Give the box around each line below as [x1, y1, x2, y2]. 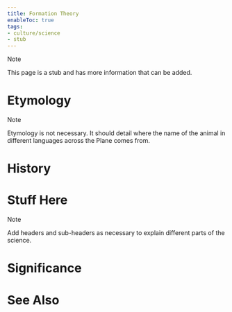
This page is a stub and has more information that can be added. [7, 69, 192, 77]
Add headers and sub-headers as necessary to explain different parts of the [7, 229, 225, 237]
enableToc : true [7, 17, 54, 24]
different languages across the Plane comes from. [7, 137, 151, 145]
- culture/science [7, 29, 60, 37]
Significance [7, 261, 82, 276]
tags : [7, 23, 23, 30]
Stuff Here [7, 192, 68, 208]
